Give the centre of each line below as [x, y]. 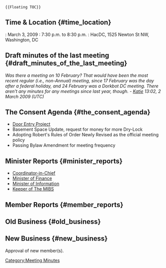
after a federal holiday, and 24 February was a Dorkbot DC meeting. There [82, 86]
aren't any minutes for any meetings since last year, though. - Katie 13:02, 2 [83, 91]
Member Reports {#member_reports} [64, 205]
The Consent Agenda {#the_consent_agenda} [78, 112]
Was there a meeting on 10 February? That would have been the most [77, 75]
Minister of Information [36, 184]
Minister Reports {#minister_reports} [64, 161]
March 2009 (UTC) [25, 96]
